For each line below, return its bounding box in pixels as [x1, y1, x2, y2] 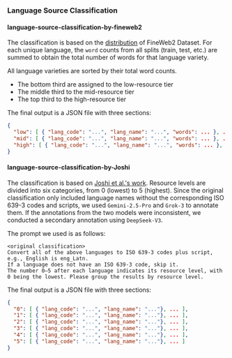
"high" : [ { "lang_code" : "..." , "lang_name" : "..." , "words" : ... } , [13, 142, 223, 149]
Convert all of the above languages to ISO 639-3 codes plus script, [7, 248, 214, 256]
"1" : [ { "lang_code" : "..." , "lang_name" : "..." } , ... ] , [13, 312, 189, 319]
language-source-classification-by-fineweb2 [7, 23, 143, 31]
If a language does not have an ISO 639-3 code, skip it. [7, 261, 179, 268]
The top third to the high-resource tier [17, 95, 127, 103]
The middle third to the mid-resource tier [17, 88, 134, 96]
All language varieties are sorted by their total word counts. [7, 67, 178, 75]
